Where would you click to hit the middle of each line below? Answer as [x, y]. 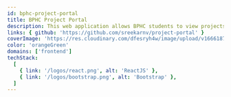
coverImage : [24, 39]
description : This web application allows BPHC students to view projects [117, 26]
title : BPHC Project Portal [47, 20]
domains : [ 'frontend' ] [40, 52]
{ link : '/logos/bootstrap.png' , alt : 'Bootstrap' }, [98, 77]
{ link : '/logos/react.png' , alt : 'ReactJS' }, [89, 70]
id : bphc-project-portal [43, 13]
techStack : [23, 58]
